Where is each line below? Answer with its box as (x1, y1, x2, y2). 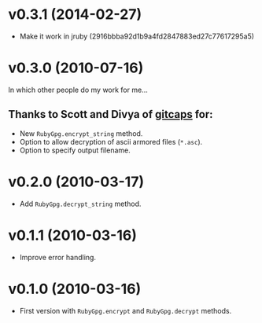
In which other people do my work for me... (8, 85, 148, 94)
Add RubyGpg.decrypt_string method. (19, 199, 142, 208)
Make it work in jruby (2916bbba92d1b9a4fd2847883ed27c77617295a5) (19, 31, 254, 41)
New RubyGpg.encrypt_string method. (19, 128, 143, 138)
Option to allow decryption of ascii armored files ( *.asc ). (19, 137, 203, 146)
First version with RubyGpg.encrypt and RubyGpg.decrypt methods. (19, 306, 232, 315)
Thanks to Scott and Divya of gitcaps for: (8, 108, 213, 121)
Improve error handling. (19, 252, 97, 262)
